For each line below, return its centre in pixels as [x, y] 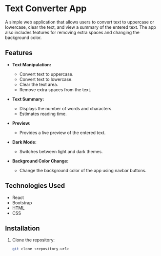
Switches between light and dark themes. [61, 151]
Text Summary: [28, 99]
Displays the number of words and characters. [66, 108]
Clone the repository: [33, 240]
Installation [22, 228]
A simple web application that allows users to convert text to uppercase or [80, 22]
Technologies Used [35, 186]
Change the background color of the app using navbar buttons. [83, 170]
